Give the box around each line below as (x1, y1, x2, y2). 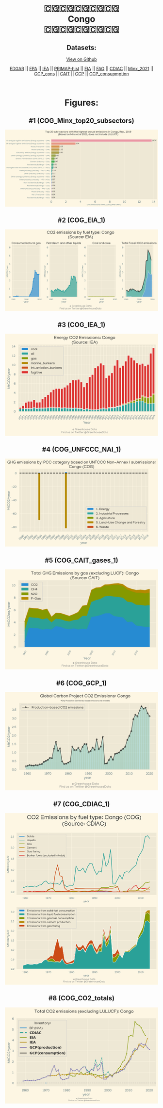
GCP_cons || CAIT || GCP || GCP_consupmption (33, 71, 130, 77)
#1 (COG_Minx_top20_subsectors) (29, 116, 134, 125)
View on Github (66, 56, 97, 62)
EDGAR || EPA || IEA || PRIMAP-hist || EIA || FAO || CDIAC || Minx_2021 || (9, 66, 154, 71)
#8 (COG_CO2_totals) (48, 994, 115, 1002)
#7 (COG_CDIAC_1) (53, 800, 110, 808)
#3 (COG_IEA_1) (57, 321, 106, 329)
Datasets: (66, 43, 97, 51)
